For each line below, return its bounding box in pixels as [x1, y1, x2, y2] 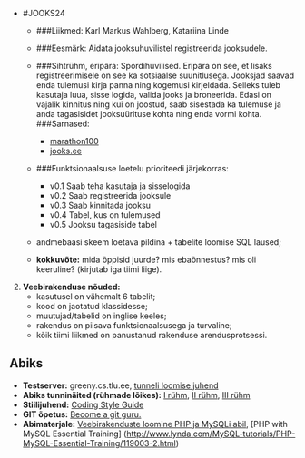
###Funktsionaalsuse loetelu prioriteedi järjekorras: [35, 163, 229, 173]
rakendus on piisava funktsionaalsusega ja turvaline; [35, 320, 232, 330]
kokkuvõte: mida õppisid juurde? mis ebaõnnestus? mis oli [35, 254, 257, 265]
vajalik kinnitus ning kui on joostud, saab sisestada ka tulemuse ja [35, 99, 281, 110]
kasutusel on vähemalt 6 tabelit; [35, 291, 156, 302]
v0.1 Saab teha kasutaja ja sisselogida [49, 180, 191, 191]
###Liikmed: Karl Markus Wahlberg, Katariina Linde [35, 25, 230, 35]
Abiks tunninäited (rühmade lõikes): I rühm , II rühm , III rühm [22, 389, 251, 400]
